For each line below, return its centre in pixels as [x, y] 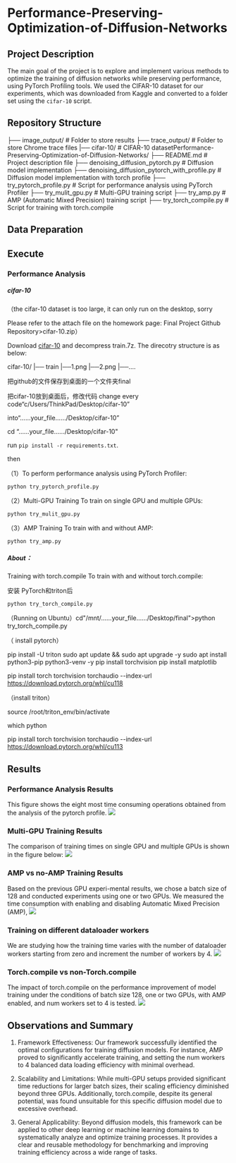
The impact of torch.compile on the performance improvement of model [112, 987]
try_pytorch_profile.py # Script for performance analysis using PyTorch [110, 185]
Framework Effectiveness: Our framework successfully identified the [117, 1042]
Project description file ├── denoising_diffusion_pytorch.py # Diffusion [110, 162]
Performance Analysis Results [61, 789]
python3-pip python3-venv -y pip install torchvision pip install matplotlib [112, 662]
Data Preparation [45, 230]
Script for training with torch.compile [61, 207]
